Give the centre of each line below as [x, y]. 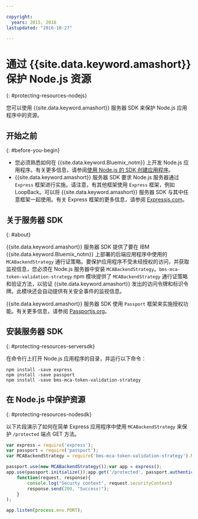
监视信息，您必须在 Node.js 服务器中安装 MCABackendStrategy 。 [83, 269]
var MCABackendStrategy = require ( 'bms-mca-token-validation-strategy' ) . [99, 456]
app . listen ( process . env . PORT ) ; [44, 510]
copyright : [19, 17]
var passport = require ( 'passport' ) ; [52, 450]
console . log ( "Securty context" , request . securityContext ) [100, 483]
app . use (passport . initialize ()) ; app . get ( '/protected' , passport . [88, 472]
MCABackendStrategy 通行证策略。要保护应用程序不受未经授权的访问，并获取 [98, 262]
